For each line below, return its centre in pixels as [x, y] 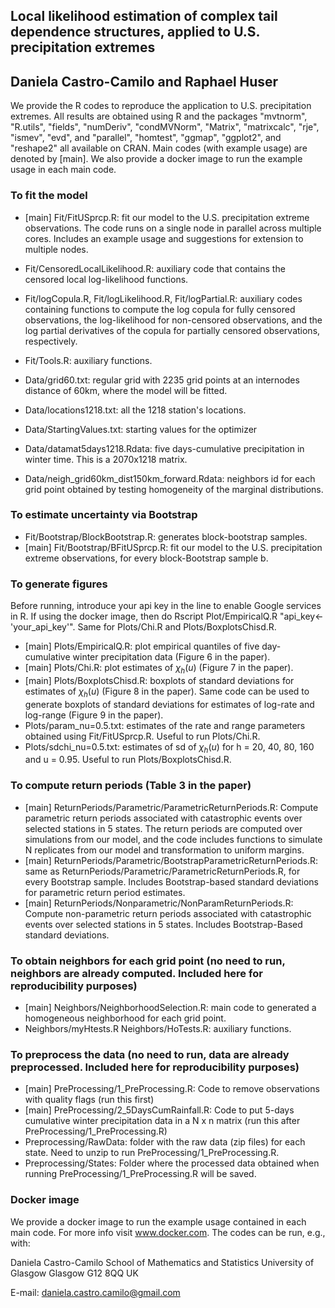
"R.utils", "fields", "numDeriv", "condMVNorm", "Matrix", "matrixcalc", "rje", [165, 127]
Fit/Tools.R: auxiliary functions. [88, 360]
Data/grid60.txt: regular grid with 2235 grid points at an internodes [162, 380]
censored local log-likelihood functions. [106, 279]
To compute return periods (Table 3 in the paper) [131, 786]
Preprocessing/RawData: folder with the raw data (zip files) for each [165, 1142]
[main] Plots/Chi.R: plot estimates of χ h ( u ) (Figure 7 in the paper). [159, 669]
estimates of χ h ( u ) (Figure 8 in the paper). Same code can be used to [167, 692]
